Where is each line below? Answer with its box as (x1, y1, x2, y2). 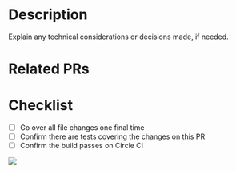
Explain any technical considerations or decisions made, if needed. (8, 32, 230, 41)
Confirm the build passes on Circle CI (19, 141, 144, 151)
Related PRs (8, 60, 90, 78)
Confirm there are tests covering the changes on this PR (19, 132, 206, 141)
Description (8, 6, 88, 24)
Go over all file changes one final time (19, 123, 145, 132)
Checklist (8, 96, 74, 115)
